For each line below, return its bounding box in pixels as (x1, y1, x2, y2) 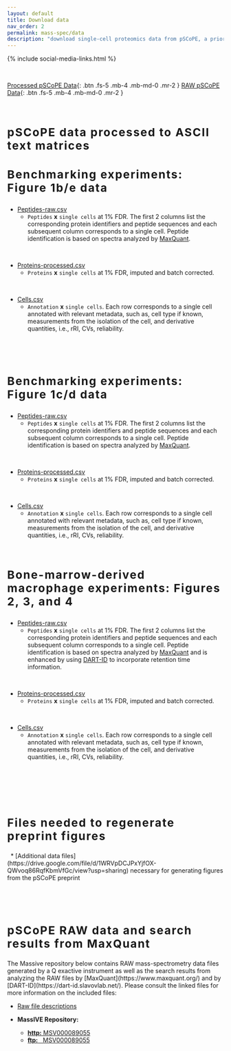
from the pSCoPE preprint (7, 873, 80, 882)
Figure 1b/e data (7, 180, 109, 195)
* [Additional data (10, 851, 60, 860)
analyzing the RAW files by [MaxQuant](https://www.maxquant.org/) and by (7, 974, 221, 982)
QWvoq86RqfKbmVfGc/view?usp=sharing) (7, 866, 129, 875)
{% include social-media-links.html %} (7, 54, 117, 63)
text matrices (7, 138, 91, 152)
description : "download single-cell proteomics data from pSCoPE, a (7, 36, 208, 43)
